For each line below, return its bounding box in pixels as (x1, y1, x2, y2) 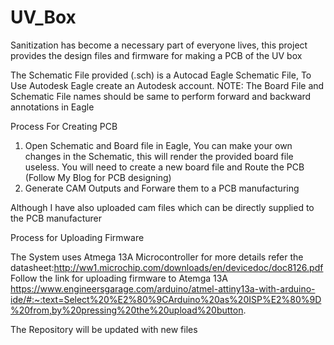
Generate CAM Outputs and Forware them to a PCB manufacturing (24, 182, 300, 194)
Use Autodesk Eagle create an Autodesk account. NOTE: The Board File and (10, 79, 325, 91)
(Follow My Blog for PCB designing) (24, 171, 172, 183)
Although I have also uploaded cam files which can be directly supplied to (10, 201, 315, 213)
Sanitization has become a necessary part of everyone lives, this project (10, 39, 308, 51)
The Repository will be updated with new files (10, 323, 198, 335)
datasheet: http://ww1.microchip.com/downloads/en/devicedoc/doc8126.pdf (10, 261, 324, 273)
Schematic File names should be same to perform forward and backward (10, 90, 312, 102)
